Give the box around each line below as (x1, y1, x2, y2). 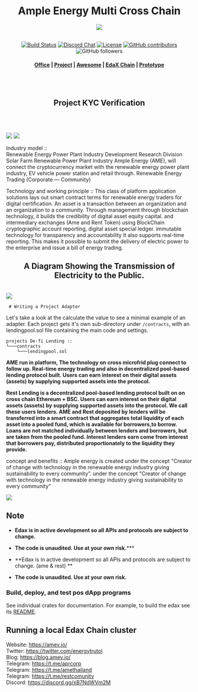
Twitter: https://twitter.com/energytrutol (6, 647, 103, 654)
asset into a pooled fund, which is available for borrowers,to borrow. (6, 421, 177, 428)
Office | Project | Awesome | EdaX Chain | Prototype (34, 61, 164, 68)
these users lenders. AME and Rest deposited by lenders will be (6, 408, 166, 415)
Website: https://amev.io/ (6, 641, 67, 648)
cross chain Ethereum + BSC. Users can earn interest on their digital (6, 395, 177, 402)
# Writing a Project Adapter (8, 303, 81, 309)
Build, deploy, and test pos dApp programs (6, 588, 131, 597)
